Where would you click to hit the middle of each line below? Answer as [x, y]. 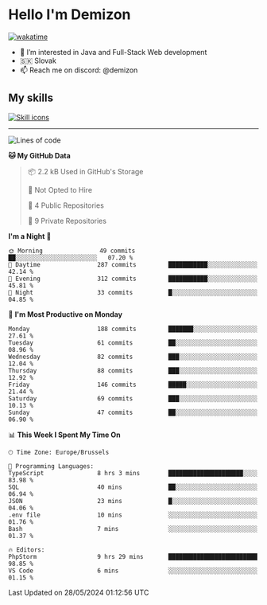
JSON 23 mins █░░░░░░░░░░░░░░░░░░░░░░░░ [133, 501]
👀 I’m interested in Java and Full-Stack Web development [113, 52]
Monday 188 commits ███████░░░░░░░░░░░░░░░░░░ [133, 329]
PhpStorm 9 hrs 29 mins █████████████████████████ [133, 556]
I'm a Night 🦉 [30, 236]
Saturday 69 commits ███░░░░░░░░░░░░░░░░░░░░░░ [133, 398]
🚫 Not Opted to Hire [60, 189]
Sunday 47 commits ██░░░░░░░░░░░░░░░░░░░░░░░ [133, 412]
